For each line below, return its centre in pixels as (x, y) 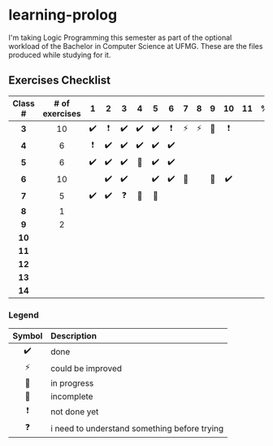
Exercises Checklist (60, 80)
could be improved (86, 368)
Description (74, 336)
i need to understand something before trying (137, 428)
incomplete (71, 396)
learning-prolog (63, 15)
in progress (72, 383)
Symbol (28, 336)
